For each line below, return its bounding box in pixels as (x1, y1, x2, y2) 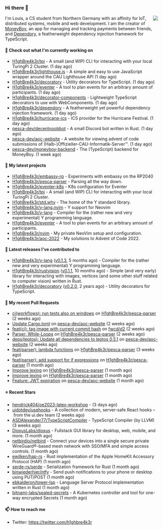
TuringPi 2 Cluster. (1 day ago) (12, 63, 73, 69)
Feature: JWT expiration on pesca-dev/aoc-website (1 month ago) (12, 378, 144, 384)
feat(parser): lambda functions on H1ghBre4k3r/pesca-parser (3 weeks (12, 347, 155, 353)
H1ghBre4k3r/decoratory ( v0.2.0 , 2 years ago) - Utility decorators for (12, 283, 150, 289)
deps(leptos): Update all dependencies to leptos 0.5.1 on (12, 336, 125, 342)
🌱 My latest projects (5, 163, 46, 169)
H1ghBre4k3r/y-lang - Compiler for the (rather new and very (12, 209, 132, 215)
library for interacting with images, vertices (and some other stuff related (12, 273, 158, 279)
